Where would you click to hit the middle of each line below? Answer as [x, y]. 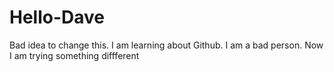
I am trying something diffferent [74, 55]
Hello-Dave [57, 17]
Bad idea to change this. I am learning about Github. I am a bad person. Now [166, 45]
